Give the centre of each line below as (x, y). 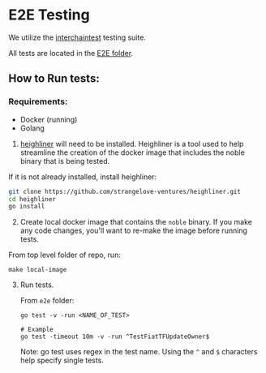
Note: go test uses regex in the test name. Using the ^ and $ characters (139, 352)
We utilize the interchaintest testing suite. (77, 37)
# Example (37, 330)
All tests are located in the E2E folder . (71, 53)
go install (27, 207)
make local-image (38, 270)
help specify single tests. (62, 360)
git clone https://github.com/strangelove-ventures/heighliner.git (125, 191)
